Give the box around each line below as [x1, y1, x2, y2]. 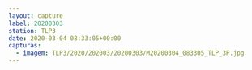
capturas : [8, 42, 42, 50]
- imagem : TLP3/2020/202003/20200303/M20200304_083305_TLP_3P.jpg [15, 49, 245, 57]
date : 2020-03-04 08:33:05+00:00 [8, 34, 122, 43]
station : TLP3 [8, 27, 57, 35]
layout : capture [8, 11, 63, 20]
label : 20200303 [8, 19, 63, 27]
